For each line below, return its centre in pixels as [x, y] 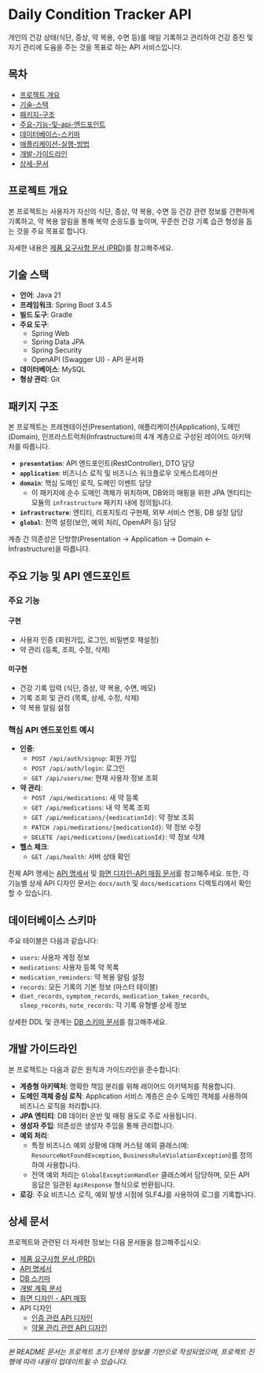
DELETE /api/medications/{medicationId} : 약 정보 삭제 [118, 837]
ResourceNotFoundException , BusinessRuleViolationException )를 [134, 1155]
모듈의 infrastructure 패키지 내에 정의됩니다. [102, 503]
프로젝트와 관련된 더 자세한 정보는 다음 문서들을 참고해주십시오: [105, 1242]
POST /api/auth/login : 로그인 [78, 768]
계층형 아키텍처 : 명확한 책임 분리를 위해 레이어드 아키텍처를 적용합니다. [127, 1086]
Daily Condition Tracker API [100, 15]
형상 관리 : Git [40, 379]
